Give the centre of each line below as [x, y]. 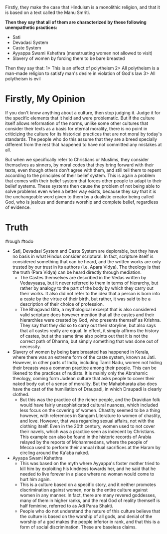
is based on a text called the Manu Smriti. [48, 12]
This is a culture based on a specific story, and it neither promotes [88, 485]
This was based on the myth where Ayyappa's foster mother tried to [90, 463]
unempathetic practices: [31, 27]
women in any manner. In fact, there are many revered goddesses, [88, 495]
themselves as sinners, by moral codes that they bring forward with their [80, 165]
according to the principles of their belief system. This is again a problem [80, 175]
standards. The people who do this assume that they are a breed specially [81, 139]
